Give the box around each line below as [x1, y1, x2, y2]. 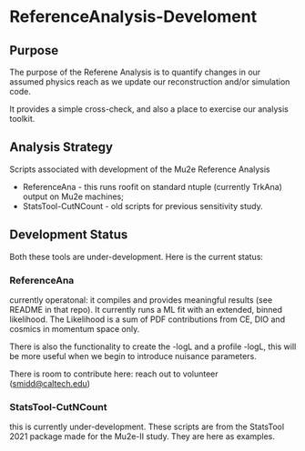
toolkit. [9, 114, 36, 124]
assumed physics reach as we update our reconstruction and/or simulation [9, 76, 290, 87]
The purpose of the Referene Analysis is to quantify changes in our [9, 66, 261, 77]
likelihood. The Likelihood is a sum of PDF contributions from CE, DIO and [9, 314, 285, 325]
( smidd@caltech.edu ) [9, 377, 91, 388]
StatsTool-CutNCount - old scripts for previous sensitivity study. [22, 200, 263, 211]
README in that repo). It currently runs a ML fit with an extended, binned [9, 304, 283, 315]
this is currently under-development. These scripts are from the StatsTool [9, 421, 285, 433]
